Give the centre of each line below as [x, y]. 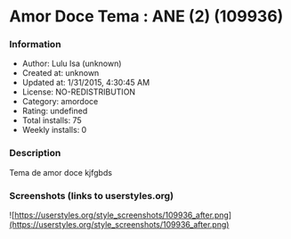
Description [35, 153]
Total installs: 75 [52, 120]
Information [35, 45]
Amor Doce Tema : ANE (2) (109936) [146, 16]
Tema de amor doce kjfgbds [61, 172]
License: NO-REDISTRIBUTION [79, 92]
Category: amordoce [60, 102]
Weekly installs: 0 [54, 130]
